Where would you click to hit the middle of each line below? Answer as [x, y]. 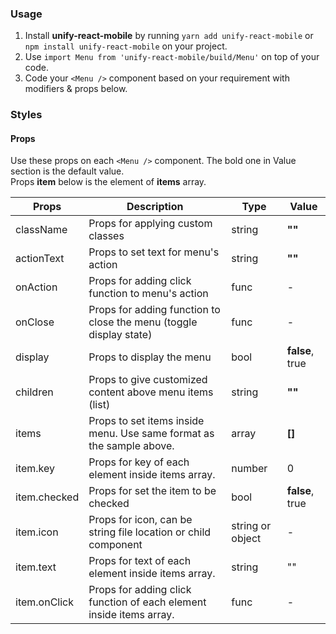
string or [251, 526]
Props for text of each [140, 561]
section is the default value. [67, 171]
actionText [40, 259]
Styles [26, 115]
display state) [120, 335]
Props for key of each [139, 462]
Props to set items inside [146, 421]
